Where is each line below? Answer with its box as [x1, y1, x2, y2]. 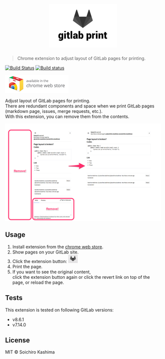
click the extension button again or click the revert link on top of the [12, 274, 150, 280]
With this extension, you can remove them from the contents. [5, 113, 129, 119]
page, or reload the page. [12, 279, 64, 285]
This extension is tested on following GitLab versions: [5, 307, 114, 313]
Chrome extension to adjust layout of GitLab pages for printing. [17, 55, 146, 61]
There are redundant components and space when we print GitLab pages [5, 103, 155, 109]
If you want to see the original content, [12, 269, 91, 275]
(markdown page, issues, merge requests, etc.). [5, 108, 103, 114]
